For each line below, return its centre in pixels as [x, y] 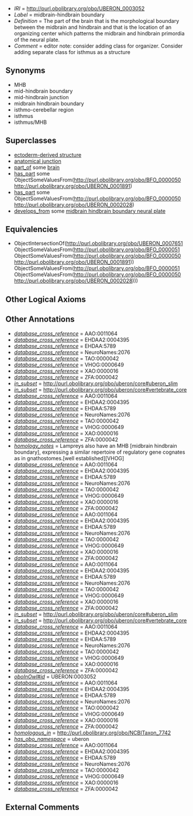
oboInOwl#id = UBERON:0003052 [55, 676]
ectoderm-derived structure [48, 154]
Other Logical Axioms [46, 299]
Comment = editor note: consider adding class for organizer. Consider [98, 46]
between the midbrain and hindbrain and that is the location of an [93, 27]
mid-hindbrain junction [41, 97]
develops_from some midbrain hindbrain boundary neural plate [90, 211]
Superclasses [31, 141]
